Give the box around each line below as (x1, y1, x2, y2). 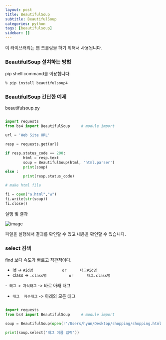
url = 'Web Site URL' (5, 133, 50, 138)
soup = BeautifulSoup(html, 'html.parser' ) (23, 160, 115, 165)
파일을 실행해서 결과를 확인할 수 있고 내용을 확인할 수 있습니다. (5, 231, 126, 237)
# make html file (5, 183, 41, 188)
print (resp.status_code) (23, 174, 75, 179)
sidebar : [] (5, 30, 30, 35)
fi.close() (5, 201, 28, 206)
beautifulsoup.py (5, 105, 40, 111)
